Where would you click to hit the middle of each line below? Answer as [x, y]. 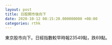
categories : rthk [23, 23]
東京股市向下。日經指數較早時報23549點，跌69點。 [57, 38]
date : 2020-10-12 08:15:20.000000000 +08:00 [51, 19]
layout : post [18, 10]
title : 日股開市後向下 [26, 14]
